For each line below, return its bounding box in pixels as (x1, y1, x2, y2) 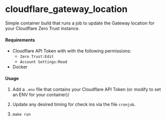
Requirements (5, 36, 35, 43)
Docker (12, 64, 28, 70)
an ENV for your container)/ (12, 91, 69, 98)
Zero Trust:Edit (19, 54, 54, 59)
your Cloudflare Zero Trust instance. (5, 25, 80, 31)
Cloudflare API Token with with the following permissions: (12, 48, 131, 54)
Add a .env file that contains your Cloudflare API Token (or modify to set (12, 86, 161, 92)
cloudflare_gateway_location (5, 3, 127, 15)
